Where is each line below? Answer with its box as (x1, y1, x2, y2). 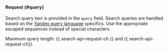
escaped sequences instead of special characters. (5, 26, 111, 32)
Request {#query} (5, 4, 44, 10)
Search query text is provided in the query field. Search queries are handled (5, 15, 163, 21)
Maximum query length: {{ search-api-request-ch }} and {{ (5, 36, 128, 42)
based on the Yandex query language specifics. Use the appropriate (5, 21, 148, 27)
